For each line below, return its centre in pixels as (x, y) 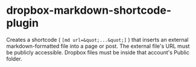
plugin (23, 23)
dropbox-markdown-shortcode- (89, 10)
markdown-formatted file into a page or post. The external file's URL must (98, 46)
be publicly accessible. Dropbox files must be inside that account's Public (98, 52)
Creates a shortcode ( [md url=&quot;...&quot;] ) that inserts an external (97, 39)
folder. (14, 59)
